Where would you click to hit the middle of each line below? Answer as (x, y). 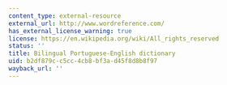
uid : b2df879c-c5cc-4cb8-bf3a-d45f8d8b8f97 (83, 62)
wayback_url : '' (36, 69)
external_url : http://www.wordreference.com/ (86, 23)
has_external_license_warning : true (70, 31)
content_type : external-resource (65, 16)
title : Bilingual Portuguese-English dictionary (92, 53)
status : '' (27, 46)
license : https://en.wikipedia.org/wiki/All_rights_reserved (114, 38)
